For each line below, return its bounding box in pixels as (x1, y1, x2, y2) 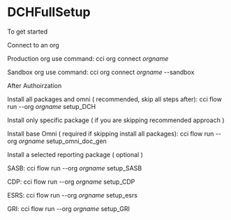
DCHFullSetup (7, 4, 91, 20)
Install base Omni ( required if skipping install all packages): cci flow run (7, 129, 214, 138)
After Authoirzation (7, 81, 62, 89)
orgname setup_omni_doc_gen (18, 137, 107, 145)
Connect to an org (7, 41, 59, 49)
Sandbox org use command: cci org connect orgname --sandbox (7, 68, 195, 76)
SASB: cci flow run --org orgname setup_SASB (7, 163, 142, 172)
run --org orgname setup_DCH (7, 102, 96, 110)
